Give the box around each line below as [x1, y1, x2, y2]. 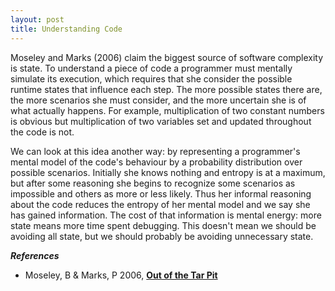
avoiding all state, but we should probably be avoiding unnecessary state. [10, 230, 314, 242]
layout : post [10, 14, 65, 25]
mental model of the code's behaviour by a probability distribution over [10, 156, 303, 168]
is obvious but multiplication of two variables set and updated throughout [10, 115, 312, 127]
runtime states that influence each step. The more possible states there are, [10, 83, 323, 95]
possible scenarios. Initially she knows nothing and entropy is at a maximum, [10, 166, 326, 178]
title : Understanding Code [10, 24, 123, 34]
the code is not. [10, 126, 75, 138]
